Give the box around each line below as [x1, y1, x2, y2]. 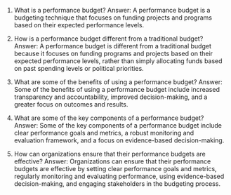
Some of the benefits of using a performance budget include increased [13, 86, 220, 93]
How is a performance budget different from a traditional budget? [13, 34, 204, 43]
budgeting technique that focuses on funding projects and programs [13, 13, 213, 22]
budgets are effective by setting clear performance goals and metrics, [13, 165, 217, 173]
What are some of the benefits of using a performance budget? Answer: [13, 78, 223, 86]
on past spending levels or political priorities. [13, 65, 144, 72]
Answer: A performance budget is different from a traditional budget [13, 42, 212, 50]
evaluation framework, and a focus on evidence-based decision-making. [13, 136, 225, 144]
